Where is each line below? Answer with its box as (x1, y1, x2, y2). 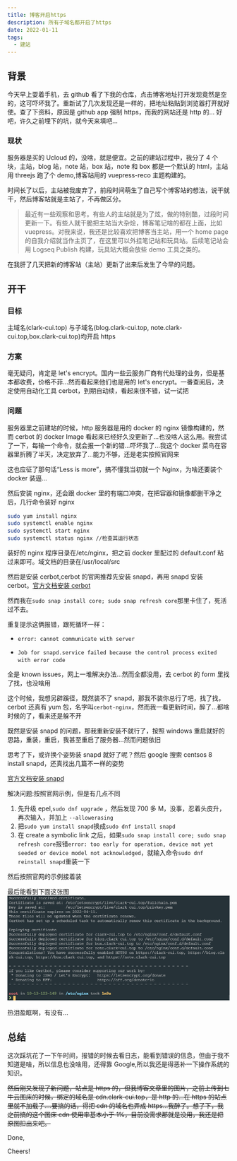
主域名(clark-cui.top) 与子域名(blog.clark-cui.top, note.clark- (7, 323, 183, 331)
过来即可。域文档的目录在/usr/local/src (7, 558, 121, 566)
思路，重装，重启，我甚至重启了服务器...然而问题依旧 (7, 736, 162, 744)
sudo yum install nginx (7, 512, 78, 519)
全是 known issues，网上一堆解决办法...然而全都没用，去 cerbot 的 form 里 (7, 670, 224, 678)
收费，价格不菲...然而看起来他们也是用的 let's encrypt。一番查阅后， (19, 378, 218, 387)
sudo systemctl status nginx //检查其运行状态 (7, 535, 140, 542)
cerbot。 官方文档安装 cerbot (7, 582, 91, 590)
